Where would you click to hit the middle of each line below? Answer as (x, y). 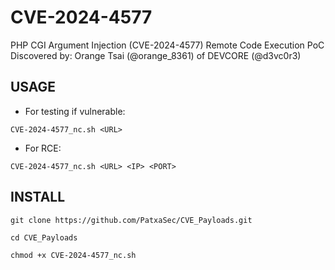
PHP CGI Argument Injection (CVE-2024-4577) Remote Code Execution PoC (167, 45)
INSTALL (38, 197)
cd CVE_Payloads (44, 237)
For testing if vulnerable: (75, 111)
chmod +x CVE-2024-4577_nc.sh (73, 255)
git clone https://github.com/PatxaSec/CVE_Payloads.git (131, 220)
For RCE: (43, 148)
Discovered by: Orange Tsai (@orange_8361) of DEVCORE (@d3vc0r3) (156, 55)
